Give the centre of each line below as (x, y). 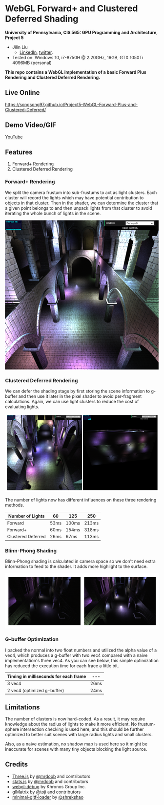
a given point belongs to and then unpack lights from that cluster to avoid (79, 208)
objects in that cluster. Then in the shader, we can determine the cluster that (82, 203)
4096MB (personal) (32, 63)
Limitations (22, 707)
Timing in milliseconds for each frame (47, 676)
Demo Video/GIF (31, 125)
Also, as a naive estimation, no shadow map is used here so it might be (76, 744)
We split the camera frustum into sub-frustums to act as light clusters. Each (81, 192)
